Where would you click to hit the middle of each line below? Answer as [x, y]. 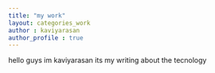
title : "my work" [37, 15]
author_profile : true [46, 38]
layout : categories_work [49, 23]
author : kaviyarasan [44, 30]
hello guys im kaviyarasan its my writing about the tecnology [107, 60]
